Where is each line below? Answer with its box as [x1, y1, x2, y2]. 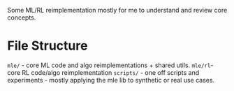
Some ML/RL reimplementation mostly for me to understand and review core [7, 6, 228, 14]
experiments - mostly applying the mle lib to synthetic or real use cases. [7, 76, 215, 84]
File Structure [7, 38, 88, 54]
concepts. [7, 13, 36, 22]
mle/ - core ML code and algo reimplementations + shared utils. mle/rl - [7, 61, 214, 69]
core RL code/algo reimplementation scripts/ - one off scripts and [7, 68, 200, 76]
